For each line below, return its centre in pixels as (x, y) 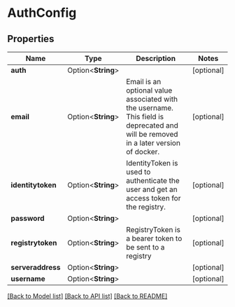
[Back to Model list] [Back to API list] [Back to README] (87, 296)
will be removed (152, 134)
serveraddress (36, 267)
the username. (149, 108)
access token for (153, 198)
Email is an (143, 82)
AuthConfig (42, 13)
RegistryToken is (153, 230)
